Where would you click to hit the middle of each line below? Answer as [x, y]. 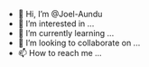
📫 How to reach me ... [60, 53]
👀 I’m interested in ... [56, 24]
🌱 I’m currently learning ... [66, 33]
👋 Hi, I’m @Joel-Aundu [60, 14]
